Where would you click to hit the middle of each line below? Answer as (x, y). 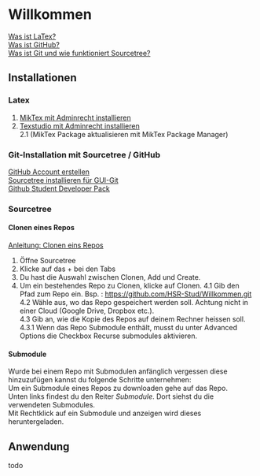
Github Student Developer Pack (59, 188)
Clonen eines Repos (41, 228)
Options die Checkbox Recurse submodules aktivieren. (108, 336)
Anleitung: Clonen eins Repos (56, 245)
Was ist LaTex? (32, 36)
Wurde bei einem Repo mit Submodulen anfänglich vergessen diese (118, 371)
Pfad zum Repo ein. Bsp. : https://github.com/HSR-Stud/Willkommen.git (135, 294)
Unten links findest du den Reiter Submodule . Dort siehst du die (111, 396)
